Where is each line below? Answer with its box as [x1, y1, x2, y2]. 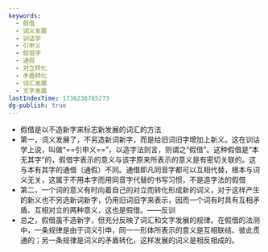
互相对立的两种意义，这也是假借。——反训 [34, 205, 175, 215]
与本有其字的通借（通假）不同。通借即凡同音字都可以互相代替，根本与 [19, 165, 254, 175]
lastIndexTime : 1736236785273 [8, 94, 110, 102]
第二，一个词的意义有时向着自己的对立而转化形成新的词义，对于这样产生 [19, 185, 260, 195]
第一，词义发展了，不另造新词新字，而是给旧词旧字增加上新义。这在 [19, 134, 246, 145]
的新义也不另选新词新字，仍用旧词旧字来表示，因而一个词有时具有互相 [19, 195, 254, 205]
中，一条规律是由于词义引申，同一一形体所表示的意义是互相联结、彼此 [19, 225, 254, 235]
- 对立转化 [15, 64, 47, 72]
